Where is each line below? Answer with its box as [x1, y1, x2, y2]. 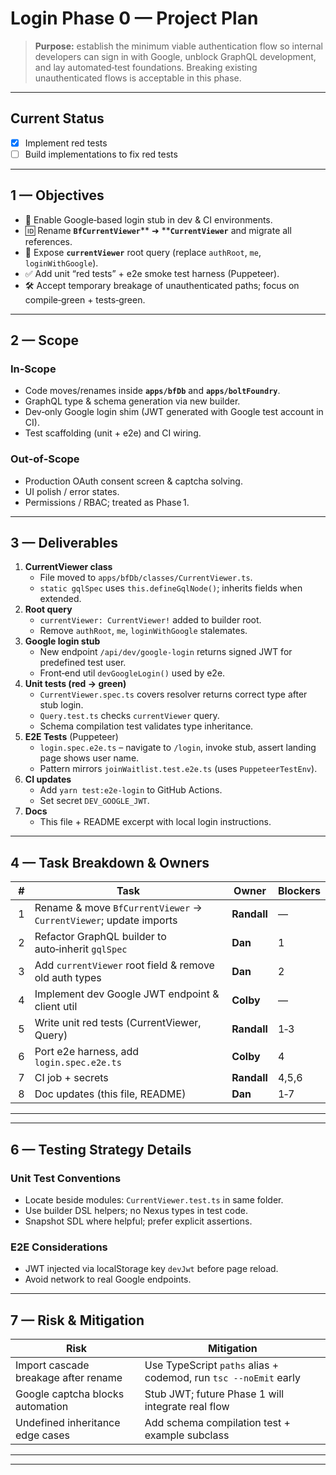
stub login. [39, 699, 84, 711]
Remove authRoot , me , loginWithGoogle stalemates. [39, 625, 248, 637]
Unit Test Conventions [10, 1171, 122, 1185]
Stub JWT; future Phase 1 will [144, 1387, 285, 1401]
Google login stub [24, 635, 101, 647]
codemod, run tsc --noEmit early [144, 1371, 302, 1385]
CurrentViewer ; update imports [34, 913, 178, 927]
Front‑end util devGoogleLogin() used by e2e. [39, 667, 226, 679]
